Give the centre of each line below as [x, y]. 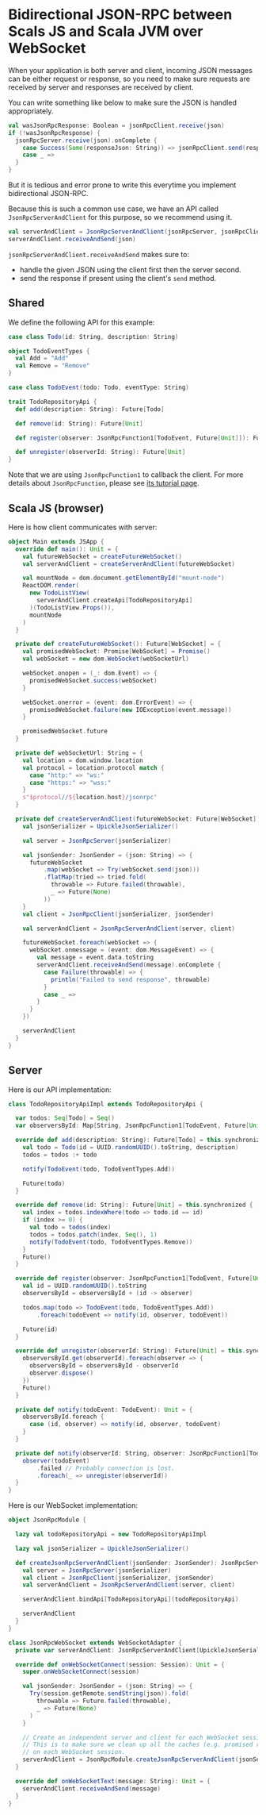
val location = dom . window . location [83, 760]
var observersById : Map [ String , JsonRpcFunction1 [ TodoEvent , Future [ [132, 1126]
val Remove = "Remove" [53, 366]
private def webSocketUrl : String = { [80, 753]
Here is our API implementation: [60, 1090]
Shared [27, 303]
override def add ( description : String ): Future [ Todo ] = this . [120, 1140]
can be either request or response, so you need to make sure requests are [129, 79]
